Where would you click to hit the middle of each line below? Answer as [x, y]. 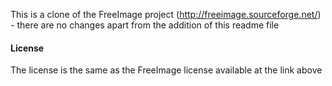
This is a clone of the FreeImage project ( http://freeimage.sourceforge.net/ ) [166, 14]
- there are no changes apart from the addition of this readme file [145, 25]
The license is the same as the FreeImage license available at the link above [166, 70]
